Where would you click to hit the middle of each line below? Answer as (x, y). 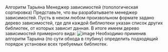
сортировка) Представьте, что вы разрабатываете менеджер (71, 12)
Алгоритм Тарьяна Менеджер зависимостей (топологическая (72, 7)
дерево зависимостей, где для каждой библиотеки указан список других (84, 23)
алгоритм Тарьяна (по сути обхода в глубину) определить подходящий (82, 39)
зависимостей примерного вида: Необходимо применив (76, 33)
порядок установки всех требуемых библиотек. (56, 44)
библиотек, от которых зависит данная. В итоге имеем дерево (72, 28)
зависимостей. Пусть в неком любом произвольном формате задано (80, 18)
